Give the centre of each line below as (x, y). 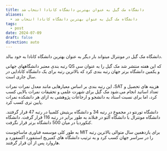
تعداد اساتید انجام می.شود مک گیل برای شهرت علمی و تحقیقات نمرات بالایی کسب (82, 91)
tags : (11, 24)
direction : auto (22, 42)
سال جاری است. (21, 76)
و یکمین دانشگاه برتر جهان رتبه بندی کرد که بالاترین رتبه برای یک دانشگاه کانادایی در (83, 71)
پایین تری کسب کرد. (24, 102)
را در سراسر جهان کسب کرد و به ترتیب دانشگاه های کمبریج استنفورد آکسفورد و (80, 137)
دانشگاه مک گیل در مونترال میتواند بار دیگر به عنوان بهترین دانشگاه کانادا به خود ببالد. (84, 56)
